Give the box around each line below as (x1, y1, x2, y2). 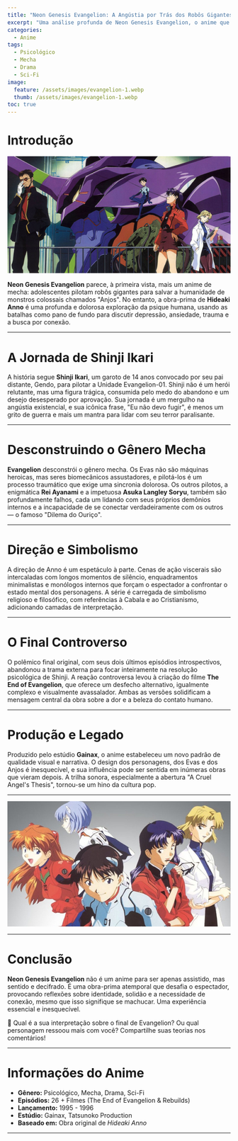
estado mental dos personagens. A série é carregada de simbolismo (7, 588, 207, 596)
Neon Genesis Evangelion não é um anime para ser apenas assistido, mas (7, 975, 225, 984)
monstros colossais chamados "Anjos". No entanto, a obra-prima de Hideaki (7, 295, 230, 304)
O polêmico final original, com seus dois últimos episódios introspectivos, (7, 658, 222, 666)
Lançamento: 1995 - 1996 (17, 1103, 94, 1112)
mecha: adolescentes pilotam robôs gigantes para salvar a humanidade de (7, 288, 225, 297)
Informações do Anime (7, 1065, 144, 1082)
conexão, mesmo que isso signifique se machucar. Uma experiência (7, 997, 207, 1006)
